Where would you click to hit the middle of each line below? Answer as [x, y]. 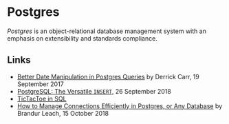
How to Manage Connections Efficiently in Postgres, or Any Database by [120, 106]
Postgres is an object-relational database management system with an [107, 31]
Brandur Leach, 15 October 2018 [63, 113]
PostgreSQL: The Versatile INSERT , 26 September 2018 [94, 91]
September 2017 [40, 84]
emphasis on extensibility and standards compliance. [83, 38]
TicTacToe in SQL [42, 99]
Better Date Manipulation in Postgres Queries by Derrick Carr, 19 [108, 76]
